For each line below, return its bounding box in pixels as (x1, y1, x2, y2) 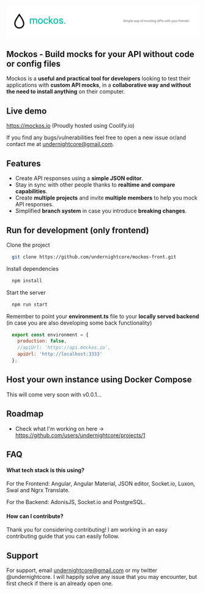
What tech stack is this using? (6, 466, 84, 474)
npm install (12, 277, 43, 284)
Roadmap (6, 409, 44, 419)
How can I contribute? (6, 512, 64, 520)
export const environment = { (12, 331, 89, 338)
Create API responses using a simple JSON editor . (15, 174, 144, 182)
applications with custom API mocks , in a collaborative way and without (6, 82, 192, 89)
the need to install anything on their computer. (6, 88, 125, 95)
